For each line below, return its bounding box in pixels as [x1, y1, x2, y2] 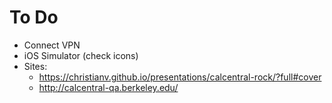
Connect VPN [23, 39, 81, 51]
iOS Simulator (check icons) [23, 49, 139, 61]
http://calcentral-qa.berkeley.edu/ [38, 81, 179, 93]
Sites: [23, 60, 48, 72]
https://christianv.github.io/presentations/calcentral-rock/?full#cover [38, 71, 322, 83]
